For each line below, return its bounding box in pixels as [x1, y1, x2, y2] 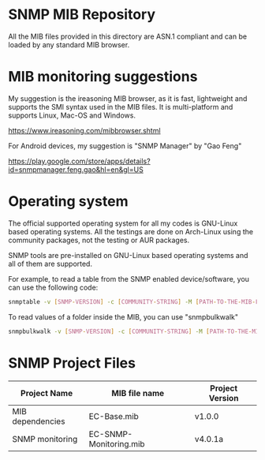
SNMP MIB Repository [8, 6, 156, 24]
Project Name [21, 387, 73, 398]
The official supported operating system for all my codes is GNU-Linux [8, 219, 238, 228]
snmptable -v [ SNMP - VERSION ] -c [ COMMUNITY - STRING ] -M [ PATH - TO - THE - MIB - [8, 297, 256, 305]
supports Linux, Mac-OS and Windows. [8, 110, 136, 120]
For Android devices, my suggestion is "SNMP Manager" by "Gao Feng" [8, 140, 242, 151]
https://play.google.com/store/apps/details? [8, 156, 151, 166]
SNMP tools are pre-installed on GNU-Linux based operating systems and [8, 250, 248, 260]
